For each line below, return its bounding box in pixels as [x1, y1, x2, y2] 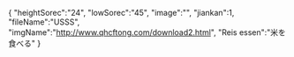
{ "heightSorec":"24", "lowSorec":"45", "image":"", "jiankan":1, [8, 8, 235, 18]
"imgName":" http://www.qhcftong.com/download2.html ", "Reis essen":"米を [8, 27, 286, 38]
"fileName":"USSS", [8, 17, 80, 27]
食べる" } [8, 39, 41, 48]
